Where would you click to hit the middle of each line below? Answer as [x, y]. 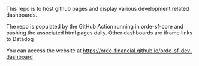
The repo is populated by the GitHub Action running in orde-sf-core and [95, 26]
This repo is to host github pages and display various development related [98, 9]
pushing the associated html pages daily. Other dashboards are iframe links [99, 33]
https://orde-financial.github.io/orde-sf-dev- [138, 51]
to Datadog [20, 39]
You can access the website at [44, 51]
